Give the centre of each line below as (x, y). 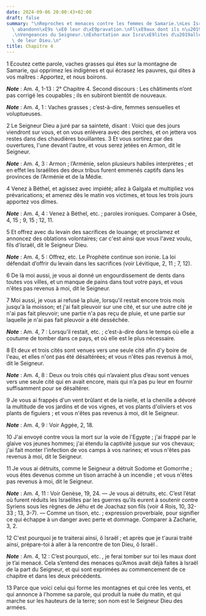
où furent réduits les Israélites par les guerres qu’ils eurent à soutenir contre (102, 500)
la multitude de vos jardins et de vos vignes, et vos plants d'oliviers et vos (99, 407)
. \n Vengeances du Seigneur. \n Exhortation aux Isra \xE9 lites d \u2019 (101, 35)
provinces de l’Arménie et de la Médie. (55, 176)
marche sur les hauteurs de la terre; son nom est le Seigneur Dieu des (94, 601)
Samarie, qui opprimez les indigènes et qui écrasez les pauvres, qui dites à (101, 70)
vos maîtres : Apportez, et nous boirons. (57, 77)
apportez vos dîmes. (32, 201)
